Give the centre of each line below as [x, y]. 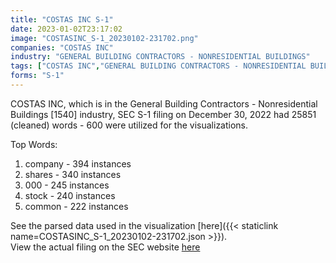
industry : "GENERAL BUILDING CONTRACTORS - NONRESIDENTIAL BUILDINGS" [160, 57]
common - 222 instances [76, 206]
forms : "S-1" [37, 76]
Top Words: [34, 144]
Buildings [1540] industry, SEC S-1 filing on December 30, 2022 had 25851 [163, 114]
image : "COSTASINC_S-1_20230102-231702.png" [104, 38]
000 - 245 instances [67, 185]
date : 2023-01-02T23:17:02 [66, 29]
